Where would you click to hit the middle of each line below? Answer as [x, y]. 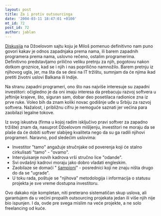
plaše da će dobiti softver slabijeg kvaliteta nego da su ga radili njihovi [75, 132]
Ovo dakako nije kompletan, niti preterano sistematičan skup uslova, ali [76, 193]
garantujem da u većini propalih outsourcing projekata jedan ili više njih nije [80, 198]
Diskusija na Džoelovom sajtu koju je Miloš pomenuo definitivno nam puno [79, 46]
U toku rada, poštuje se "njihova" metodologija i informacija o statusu [81, 178]
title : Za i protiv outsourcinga [39, 14]
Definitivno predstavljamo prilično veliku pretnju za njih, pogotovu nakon [77, 62]
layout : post [18, 10]
